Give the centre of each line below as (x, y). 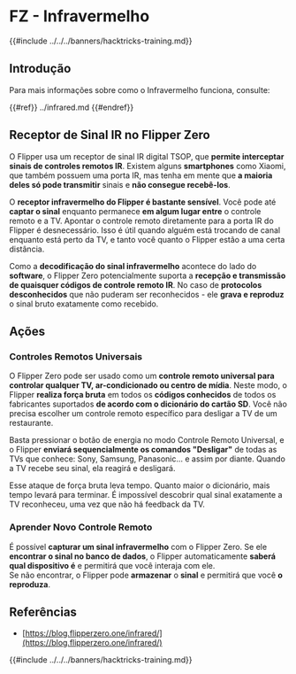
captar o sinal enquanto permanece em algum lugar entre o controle (135, 211)
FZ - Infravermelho (80, 16)
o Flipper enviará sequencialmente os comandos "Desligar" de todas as (143, 450)
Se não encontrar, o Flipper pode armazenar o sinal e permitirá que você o (146, 575)
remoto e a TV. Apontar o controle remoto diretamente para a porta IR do (141, 221)
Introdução (40, 69)
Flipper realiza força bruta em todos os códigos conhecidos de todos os (143, 395)
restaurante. (31, 423)
